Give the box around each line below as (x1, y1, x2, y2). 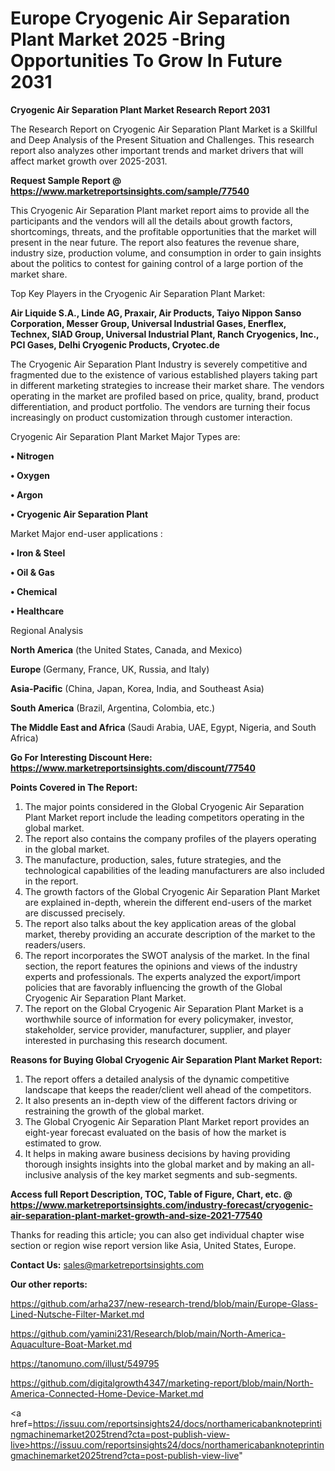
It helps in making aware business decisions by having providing (24, 1147, 291, 1159)
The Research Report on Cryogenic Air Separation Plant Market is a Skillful (10, 123, 318, 135)
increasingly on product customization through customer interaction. (10, 411, 293, 423)
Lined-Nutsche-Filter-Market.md (10, 1308, 145, 1320)
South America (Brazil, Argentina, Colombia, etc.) (10, 702, 216, 714)
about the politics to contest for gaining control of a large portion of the (10, 257, 304, 269)
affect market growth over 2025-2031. (10, 155, 168, 167)
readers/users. (24, 938, 86, 951)
